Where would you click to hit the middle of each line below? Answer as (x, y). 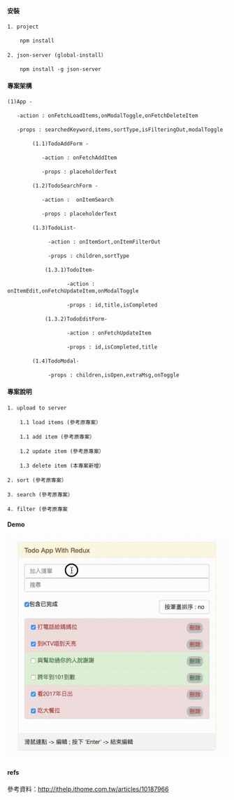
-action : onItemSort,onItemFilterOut (104, 242)
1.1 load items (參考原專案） (60, 422)
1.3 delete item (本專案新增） (62, 466)
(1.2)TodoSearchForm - (65, 186)
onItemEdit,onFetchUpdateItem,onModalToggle (73, 291)
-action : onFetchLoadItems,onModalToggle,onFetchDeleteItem (107, 116)
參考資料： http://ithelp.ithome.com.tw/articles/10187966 (88, 789)
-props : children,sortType (89, 256)
